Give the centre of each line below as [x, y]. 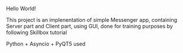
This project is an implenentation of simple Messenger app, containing [92, 20]
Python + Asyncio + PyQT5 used [46, 44]
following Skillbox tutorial [37, 32]
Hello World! [21, 9]
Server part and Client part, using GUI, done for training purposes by [89, 26]
